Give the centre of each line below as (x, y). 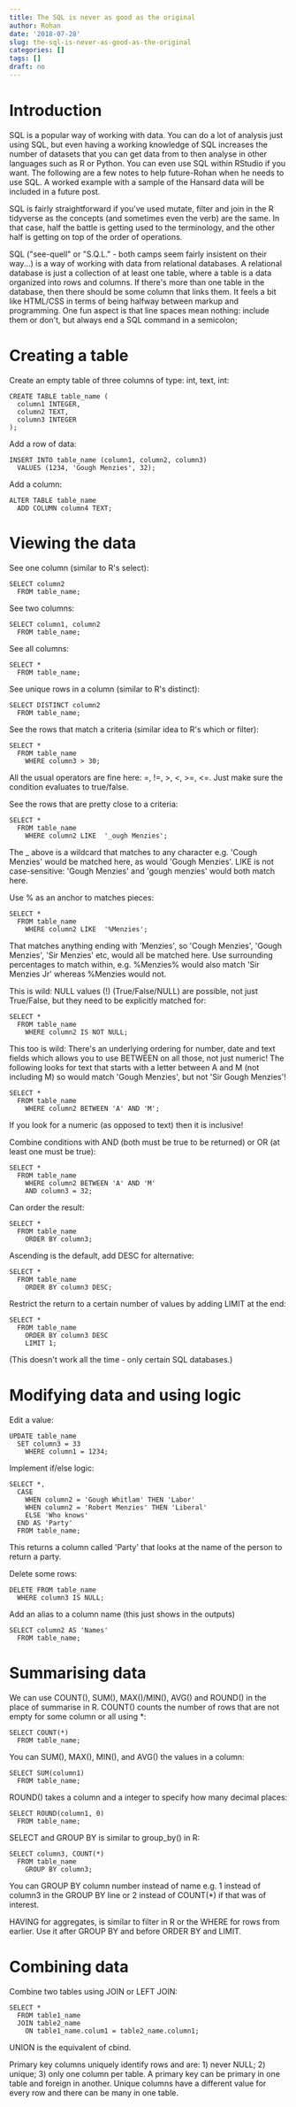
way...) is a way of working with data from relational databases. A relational (146, 263)
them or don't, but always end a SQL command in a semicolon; (123, 320)
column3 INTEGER (47, 420)
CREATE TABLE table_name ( (59, 396)
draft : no (27, 67)
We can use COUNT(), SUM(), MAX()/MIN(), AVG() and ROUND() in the (138, 1697)
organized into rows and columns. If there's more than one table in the (137, 282)
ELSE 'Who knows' (57, 1515)
